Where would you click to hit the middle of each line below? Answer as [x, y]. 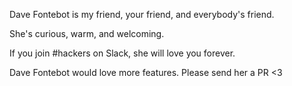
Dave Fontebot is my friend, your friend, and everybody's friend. [142, 14]
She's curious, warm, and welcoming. [87, 33]
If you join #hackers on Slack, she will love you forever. [122, 53]
